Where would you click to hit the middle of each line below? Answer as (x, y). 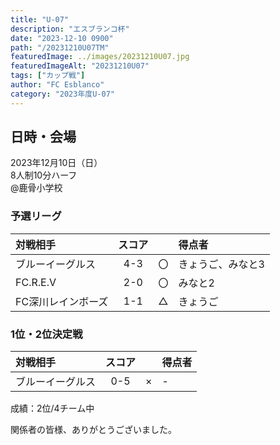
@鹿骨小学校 (36, 188)
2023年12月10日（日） (56, 163)
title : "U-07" (40, 19)
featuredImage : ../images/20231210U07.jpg (100, 57)
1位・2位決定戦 (46, 334)
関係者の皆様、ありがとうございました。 (93, 430)
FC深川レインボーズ (62, 301)
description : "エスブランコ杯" (70, 29)
